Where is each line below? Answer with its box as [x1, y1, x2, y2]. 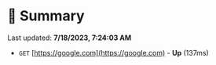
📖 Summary [7, 7, 85, 25]
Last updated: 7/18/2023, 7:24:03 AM [7, 33, 132, 42]
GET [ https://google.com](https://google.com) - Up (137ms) [18, 48, 209, 57]
